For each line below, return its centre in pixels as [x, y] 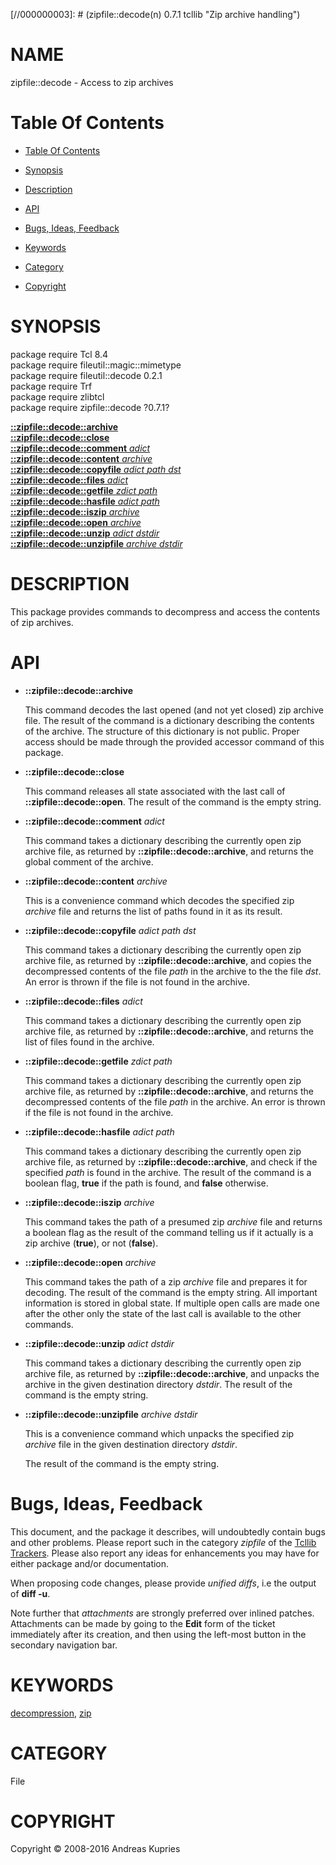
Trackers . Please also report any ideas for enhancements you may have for [165, 1553]
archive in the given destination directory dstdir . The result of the [158, 1384]
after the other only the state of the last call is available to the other [163, 1313]
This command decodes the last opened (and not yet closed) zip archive [174, 710]
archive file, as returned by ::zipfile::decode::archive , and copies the [168, 960]
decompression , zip [51, 1713]
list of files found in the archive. [89, 1041]
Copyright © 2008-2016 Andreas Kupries [95, 1849]
